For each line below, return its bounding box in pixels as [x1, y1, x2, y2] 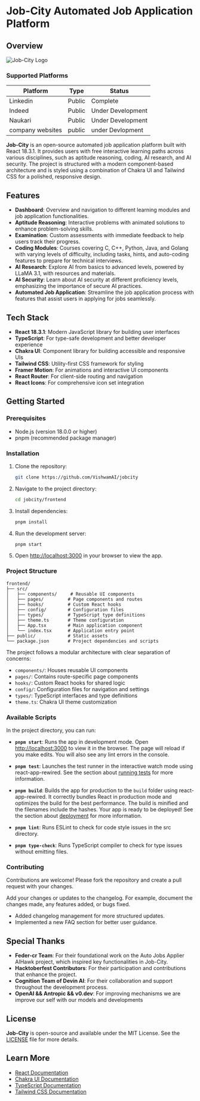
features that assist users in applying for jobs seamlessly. [14, 295, 156, 302]
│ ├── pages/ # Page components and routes [6, 596, 143, 602]
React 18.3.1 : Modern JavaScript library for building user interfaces [14, 328, 180, 335]
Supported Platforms [6, 71, 69, 79]
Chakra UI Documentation [14, 1075, 79, 1082]
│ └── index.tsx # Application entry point [6, 627, 135, 634]
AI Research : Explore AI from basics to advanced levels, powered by [14, 263, 184, 271]
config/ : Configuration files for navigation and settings [14, 685, 149, 692]
